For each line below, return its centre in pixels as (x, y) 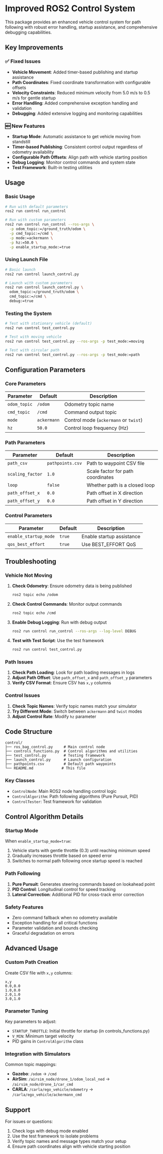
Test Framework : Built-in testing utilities (52, 167)
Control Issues (23, 696)
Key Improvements (34, 47)
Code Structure (29, 731)
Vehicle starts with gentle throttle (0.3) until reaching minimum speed (81, 851)
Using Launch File (26, 260)
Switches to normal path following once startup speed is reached (77, 861)
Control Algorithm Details (44, 817)
